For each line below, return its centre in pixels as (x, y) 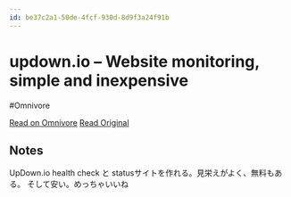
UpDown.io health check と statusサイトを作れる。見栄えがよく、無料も (142, 173)
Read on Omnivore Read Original (69, 122)
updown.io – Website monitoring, (135, 61)
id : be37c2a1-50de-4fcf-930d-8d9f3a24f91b (89, 17)
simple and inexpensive (99, 80)
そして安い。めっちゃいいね (78, 185)
